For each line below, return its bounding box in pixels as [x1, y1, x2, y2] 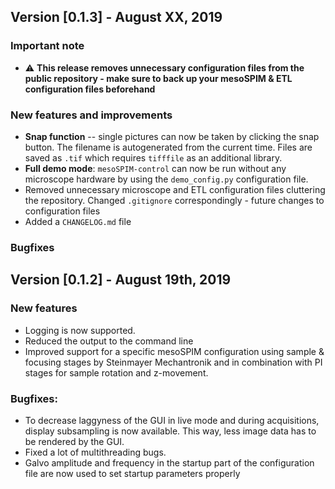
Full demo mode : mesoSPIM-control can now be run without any [24, 162, 287, 174]
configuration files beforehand [24, 83, 156, 95]
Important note [10, 39, 85, 53]
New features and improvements [10, 108, 173, 122]
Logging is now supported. [24, 324, 136, 336]
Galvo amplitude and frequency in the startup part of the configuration [24, 456, 315, 469]
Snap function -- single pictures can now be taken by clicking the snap [24, 130, 320, 142]
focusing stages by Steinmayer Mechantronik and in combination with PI [24, 356, 323, 368]
